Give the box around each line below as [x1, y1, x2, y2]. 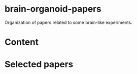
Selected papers [4, 59, 73, 70]
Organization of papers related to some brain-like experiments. [4, 19, 133, 25]
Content [4, 37, 39, 48]
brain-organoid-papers [4, 3, 102, 15]
